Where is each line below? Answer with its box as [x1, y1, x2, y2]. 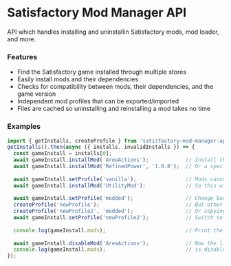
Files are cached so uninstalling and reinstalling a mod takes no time [16, 105, 211, 113]
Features [7, 52, 38, 61]
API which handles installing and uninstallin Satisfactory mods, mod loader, [7, 28, 220, 36]
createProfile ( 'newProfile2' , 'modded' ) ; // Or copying [13, 208, 226, 215]
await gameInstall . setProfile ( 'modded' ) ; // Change [13, 195, 214, 202]
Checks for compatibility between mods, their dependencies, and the [16, 83, 214, 91]
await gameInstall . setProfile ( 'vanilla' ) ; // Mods [13, 176, 208, 183]
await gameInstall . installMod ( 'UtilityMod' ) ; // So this [13, 182, 217, 189]
